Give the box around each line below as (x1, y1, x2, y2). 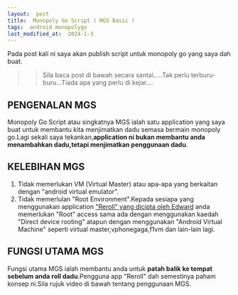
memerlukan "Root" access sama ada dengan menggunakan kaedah (17, 210, 219, 218)
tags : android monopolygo (7, 23, 87, 30)
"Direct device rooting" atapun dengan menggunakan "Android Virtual (17, 217, 222, 226)
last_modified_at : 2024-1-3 (7, 30, 94, 38)
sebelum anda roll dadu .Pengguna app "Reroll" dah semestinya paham (7, 272, 216, 280)
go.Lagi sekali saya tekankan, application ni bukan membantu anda (7, 133, 206, 142)
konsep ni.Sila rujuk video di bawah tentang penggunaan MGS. (7, 279, 192, 288)
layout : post (7, 10, 50, 18)
